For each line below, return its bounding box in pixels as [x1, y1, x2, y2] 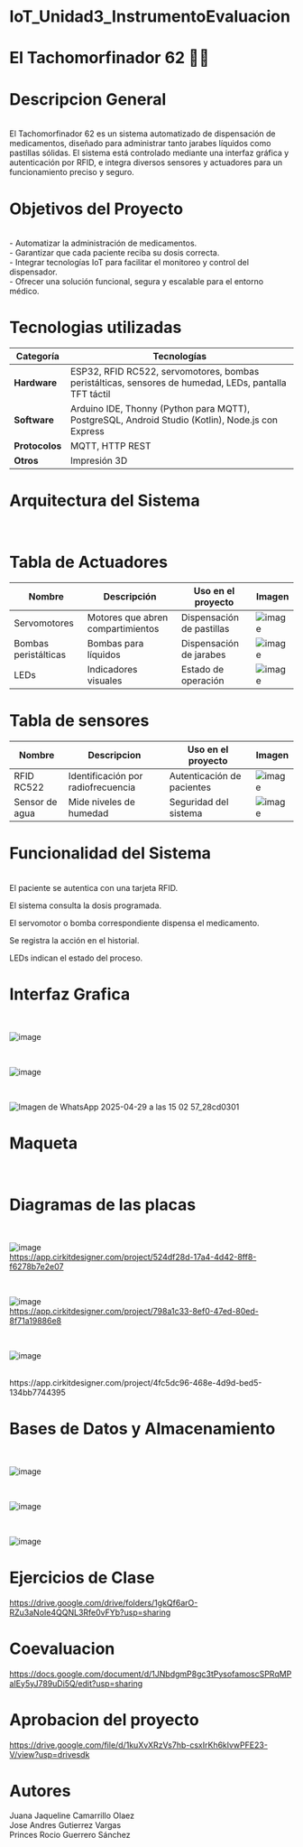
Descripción [103, 590, 157, 603]
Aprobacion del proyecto [9, 1709, 200, 1730]
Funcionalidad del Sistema [9, 843, 212, 864]
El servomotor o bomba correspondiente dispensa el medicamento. [9, 917, 260, 928]
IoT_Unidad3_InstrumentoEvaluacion [9, 6, 291, 27]
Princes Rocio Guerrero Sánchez [9, 1830, 131, 1841]
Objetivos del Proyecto [9, 199, 183, 218]
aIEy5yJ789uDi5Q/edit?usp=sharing [9, 1677, 143, 1689]
